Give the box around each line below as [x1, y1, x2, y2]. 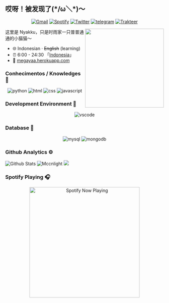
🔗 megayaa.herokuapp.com [12, 57, 70, 63]
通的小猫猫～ [5, 35, 32, 41]
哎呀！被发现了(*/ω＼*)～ [5, 5, 86, 14]
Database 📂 [5, 124, 34, 131]
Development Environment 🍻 [5, 100, 77, 108]
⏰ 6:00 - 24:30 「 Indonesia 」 [12, 52, 74, 58]
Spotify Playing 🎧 [5, 173, 50, 180]
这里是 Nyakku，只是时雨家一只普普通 [5, 29, 84, 35]
